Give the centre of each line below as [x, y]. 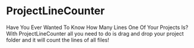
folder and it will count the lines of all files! [58, 40]
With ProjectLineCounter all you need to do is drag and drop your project [95, 33]
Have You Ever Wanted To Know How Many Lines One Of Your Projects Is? [97, 27]
